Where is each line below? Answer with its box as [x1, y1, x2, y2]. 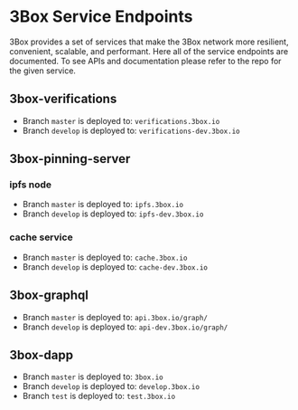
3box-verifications [9, 91, 117, 107]
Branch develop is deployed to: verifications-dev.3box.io [22, 125, 241, 136]
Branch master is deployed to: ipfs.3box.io [22, 199, 183, 210]
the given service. [9, 65, 77, 76]
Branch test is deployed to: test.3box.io [22, 391, 176, 402]
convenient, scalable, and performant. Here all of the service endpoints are [9, 45, 289, 56]
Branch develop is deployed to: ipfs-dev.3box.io [22, 208, 204, 219]
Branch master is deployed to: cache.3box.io [22, 252, 188, 262]
